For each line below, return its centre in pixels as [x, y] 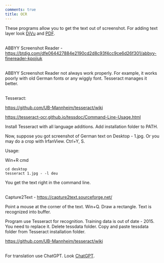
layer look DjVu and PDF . [30, 33]
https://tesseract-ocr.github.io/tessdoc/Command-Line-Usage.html [73, 117]
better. [12, 83]
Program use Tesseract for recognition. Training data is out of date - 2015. [80, 221]
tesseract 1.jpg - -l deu [31, 173]
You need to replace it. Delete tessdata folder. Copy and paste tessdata [77, 226]
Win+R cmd [17, 160]
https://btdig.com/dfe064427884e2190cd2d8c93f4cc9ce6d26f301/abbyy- [81, 53]
